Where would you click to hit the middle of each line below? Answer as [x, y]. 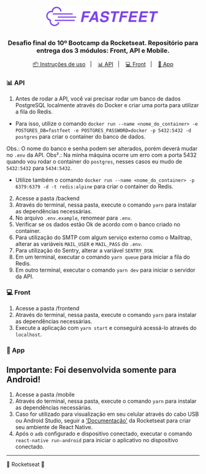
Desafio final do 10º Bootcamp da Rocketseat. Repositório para [103, 43]
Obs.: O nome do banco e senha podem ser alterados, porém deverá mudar [102, 148]
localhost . [29, 334]
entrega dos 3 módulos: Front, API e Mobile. [103, 50]
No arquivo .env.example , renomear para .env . [74, 218]
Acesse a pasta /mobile [45, 394]
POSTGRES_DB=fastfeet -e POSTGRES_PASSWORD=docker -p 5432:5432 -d [103, 131]
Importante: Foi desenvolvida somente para [91, 370]
